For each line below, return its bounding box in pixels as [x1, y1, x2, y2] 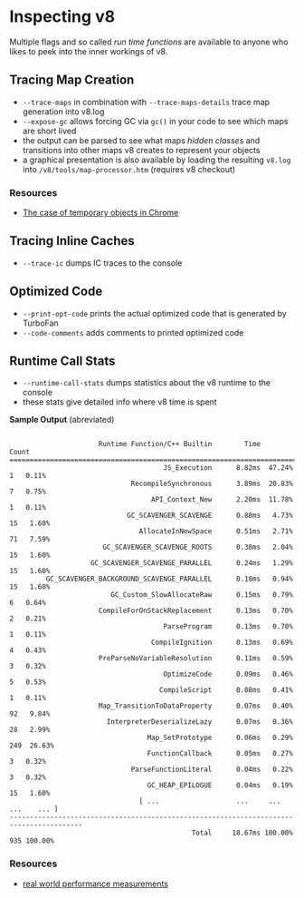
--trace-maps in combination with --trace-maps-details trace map [22, 96, 270, 107]
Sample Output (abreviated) [9, 415, 115, 425]
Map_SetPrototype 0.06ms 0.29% [147, 733, 294, 743]
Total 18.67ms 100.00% [191, 828, 294, 838]
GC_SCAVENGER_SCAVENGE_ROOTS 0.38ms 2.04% [102, 542, 294, 552]
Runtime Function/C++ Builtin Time [98, 440, 261, 449]
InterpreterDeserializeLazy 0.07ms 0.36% [106, 717, 294, 727]
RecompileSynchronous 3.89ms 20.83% [130, 479, 294, 489]
